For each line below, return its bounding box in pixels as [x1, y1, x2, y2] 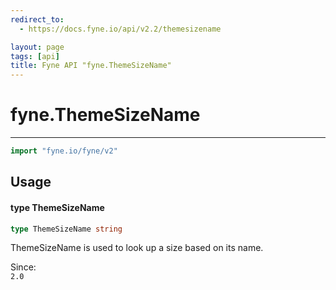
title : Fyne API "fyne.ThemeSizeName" [10, 61, 172, 71]
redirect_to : [10, 14, 65, 25]
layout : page [10, 42, 65, 52]
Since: [10, 261, 37, 273]
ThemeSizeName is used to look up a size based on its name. [10, 242, 264, 254]
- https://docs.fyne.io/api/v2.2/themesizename [19, 24, 222, 34]
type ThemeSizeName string [10, 224, 123, 234]
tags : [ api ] [10, 51, 60, 61]
